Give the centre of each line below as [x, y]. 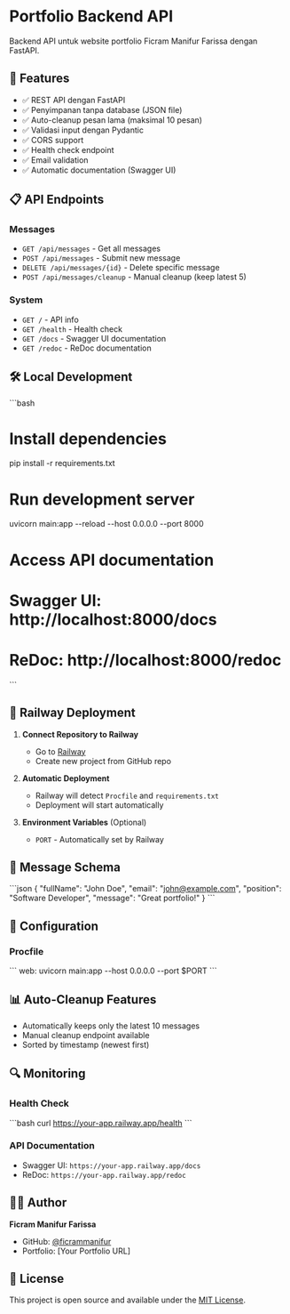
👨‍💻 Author [38, 1203]
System [26, 300]
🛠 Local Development [71, 377]
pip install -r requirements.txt [62, 464]
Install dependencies [88, 439]
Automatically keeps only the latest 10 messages [111, 1026]
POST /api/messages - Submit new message [101, 258]
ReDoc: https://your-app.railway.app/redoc [104, 1174]
